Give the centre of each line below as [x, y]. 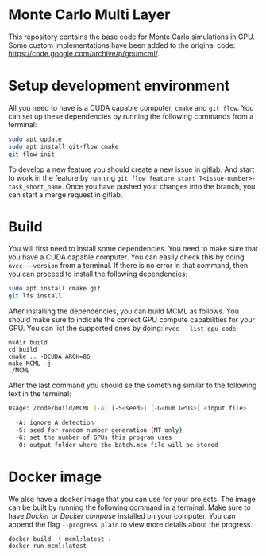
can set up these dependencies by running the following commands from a [131, 116]
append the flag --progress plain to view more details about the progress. [131, 524]
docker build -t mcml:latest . [60, 539]
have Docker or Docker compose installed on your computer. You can [122, 515]
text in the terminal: [40, 394]
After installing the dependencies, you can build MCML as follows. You [124, 311]
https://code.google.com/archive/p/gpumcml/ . [84, 53]
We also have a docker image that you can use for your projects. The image [132, 499]
